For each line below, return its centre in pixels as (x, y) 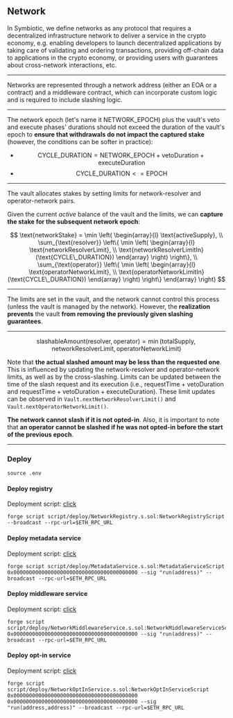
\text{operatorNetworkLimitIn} (161, 272)
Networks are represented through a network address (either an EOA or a (112, 85)
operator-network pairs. (41, 200)
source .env (24, 473)
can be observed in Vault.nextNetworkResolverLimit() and (92, 399)
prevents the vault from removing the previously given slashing (100, 314)
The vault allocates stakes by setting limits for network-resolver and (104, 193)
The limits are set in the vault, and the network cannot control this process (113, 299)
